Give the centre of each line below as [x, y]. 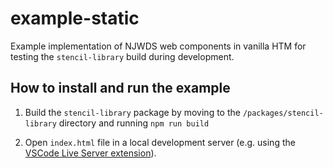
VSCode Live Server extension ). [90, 153]
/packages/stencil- [283, 113]
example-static [75, 18]
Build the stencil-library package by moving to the [132, 112]
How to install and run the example [120, 88]
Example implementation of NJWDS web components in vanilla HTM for [158, 46]
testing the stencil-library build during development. [122, 56]
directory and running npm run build [134, 123]
